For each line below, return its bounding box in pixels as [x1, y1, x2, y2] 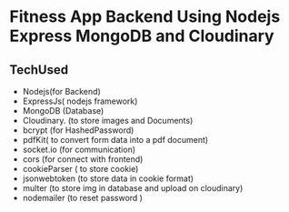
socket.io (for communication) [22, 144, 136, 155]
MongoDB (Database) [22, 106, 105, 116]
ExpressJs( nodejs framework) [22, 96, 138, 106]
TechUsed [9, 62, 69, 77]
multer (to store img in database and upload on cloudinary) [22, 183, 244, 193]
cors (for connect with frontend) [22, 154, 144, 165]
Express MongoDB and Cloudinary [9, 25, 274, 46]
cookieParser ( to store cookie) [22, 164, 139, 174]
